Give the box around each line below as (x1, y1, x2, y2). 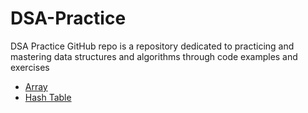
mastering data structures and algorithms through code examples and (10, 50, 298, 62)
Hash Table (24, 91, 72, 103)
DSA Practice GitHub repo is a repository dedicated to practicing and (10, 40, 295, 52)
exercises (10, 61, 50, 73)
